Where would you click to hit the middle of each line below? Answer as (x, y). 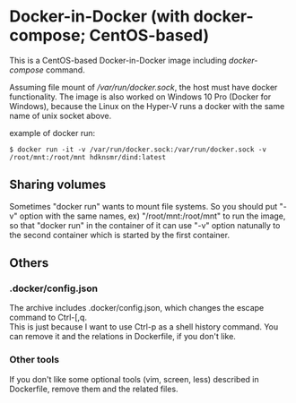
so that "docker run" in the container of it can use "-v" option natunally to (145, 225)
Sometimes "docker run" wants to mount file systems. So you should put (144, 206)
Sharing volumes (57, 185)
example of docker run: (52, 133)
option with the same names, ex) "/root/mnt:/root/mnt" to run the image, (152, 216)
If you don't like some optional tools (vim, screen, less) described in (134, 379)
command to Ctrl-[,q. (48, 317)
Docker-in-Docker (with (100, 17)
